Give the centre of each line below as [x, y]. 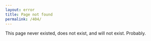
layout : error [20, 10]
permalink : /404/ [23, 19]
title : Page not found [29, 14]
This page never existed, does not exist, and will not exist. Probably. [75, 33]
